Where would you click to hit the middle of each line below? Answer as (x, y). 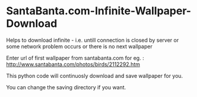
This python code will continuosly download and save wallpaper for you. (95, 76)
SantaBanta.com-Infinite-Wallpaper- (99, 11)
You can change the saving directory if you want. (66, 87)
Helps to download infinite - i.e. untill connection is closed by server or (93, 40)
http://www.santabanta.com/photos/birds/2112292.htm (73, 64)
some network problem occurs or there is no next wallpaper (79, 46)
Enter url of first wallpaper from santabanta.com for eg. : (75, 58)
